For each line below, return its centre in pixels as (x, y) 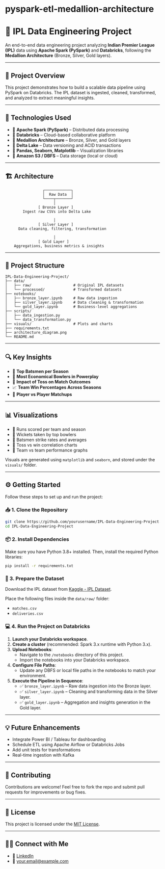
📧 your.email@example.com (40, 861)
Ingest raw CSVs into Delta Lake (57, 211)
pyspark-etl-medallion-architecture (80, 9)
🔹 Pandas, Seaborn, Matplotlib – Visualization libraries (68, 150)
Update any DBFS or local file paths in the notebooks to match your (88, 670)
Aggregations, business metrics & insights (59, 246)
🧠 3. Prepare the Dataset (35, 579)
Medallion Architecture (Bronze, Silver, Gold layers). (58, 55)
